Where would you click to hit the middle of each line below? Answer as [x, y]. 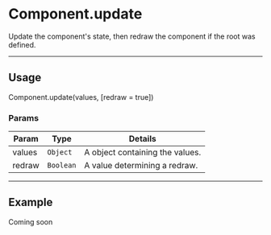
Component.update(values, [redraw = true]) [81, 97]
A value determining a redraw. [141, 166]
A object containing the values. [143, 152]
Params [23, 117]
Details [142, 139]
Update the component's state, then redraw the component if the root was [132, 36]
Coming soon [31, 221]
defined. [22, 44]
